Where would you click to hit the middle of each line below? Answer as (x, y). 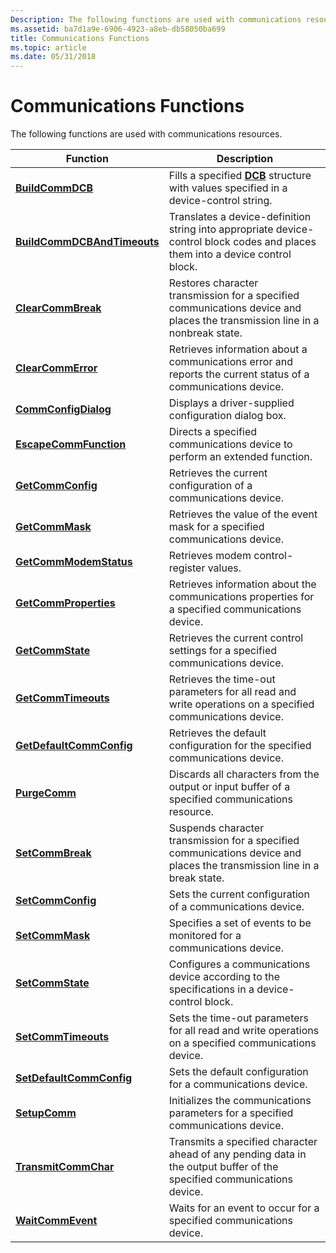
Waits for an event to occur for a (244, 1208)
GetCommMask (53, 527)
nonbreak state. (205, 333)
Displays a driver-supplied (231, 403)
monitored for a (205, 936)
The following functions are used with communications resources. (146, 134)
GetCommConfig (56, 486)
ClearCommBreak (58, 308)
